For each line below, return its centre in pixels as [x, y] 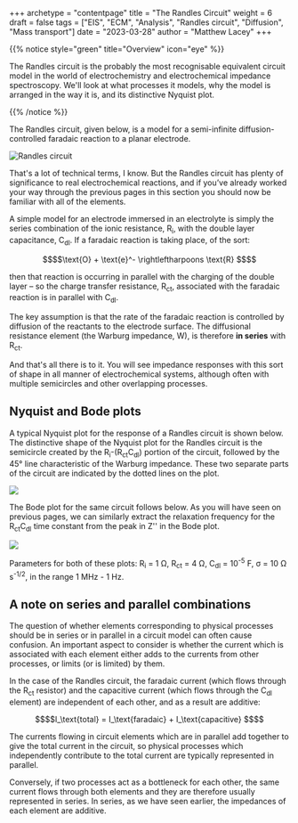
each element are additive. [58, 811]
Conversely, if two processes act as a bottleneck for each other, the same [145, 782]
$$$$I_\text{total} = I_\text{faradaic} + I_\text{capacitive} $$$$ [149, 720]
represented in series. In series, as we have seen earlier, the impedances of [148, 802]
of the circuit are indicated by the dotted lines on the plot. [114, 473]
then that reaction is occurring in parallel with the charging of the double [142, 276]
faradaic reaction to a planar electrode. [120, 139]
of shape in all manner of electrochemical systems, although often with [139, 374]
